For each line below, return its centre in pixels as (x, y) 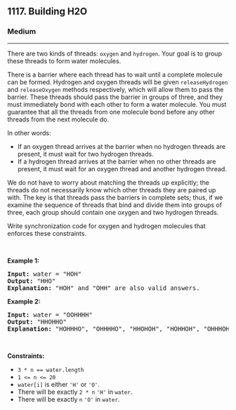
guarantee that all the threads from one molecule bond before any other (111, 112)
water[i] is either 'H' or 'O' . (59, 384)
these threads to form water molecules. (64, 61)
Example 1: (24, 260)
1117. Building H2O (47, 12)
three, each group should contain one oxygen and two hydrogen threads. (113, 212)
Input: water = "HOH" (45, 274)
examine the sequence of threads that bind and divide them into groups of (115, 205)
